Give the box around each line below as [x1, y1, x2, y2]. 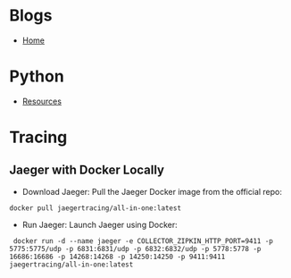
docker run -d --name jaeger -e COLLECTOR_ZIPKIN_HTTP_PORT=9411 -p [12, 236, 274, 246]
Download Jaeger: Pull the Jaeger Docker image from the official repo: [21, 186, 283, 197]
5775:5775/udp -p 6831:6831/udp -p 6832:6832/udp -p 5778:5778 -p [9, 244, 262, 253]
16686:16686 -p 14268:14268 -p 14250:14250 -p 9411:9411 [9, 252, 226, 261]
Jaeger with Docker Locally [9, 163, 165, 178]
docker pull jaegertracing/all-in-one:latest [9, 203, 181, 213]
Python [9, 66, 64, 87]
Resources [21, 96, 62, 106]
